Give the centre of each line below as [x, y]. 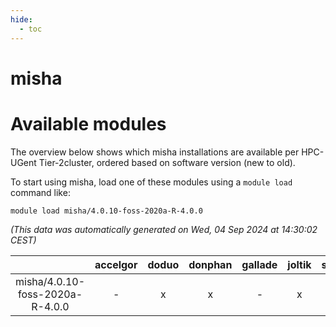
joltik [299, 264]
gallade [259, 264]
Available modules [88, 123]
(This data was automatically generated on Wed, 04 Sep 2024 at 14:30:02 [164, 229]
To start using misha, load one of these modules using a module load [151, 182]
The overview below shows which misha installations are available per [155, 152]
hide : [21, 19]
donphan [210, 264]
